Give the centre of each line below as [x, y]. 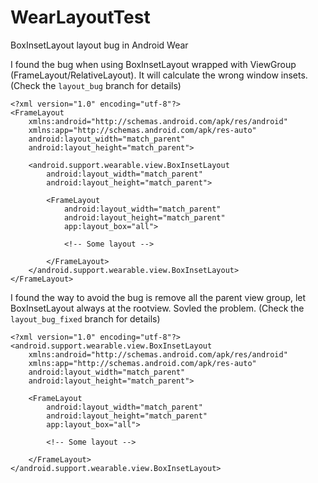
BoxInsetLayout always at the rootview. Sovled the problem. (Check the [157, 308]
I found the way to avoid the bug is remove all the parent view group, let [158, 297]
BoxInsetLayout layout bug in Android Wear [99, 45]
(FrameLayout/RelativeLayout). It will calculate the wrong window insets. [159, 75]
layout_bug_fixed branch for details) [85, 318]
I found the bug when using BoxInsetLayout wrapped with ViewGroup [153, 64]
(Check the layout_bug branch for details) [96, 85]
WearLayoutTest [80, 17]
